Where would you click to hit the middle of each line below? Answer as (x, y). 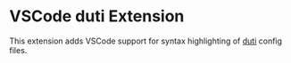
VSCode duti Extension (97, 16)
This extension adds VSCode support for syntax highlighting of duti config (146, 41)
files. (18, 50)
